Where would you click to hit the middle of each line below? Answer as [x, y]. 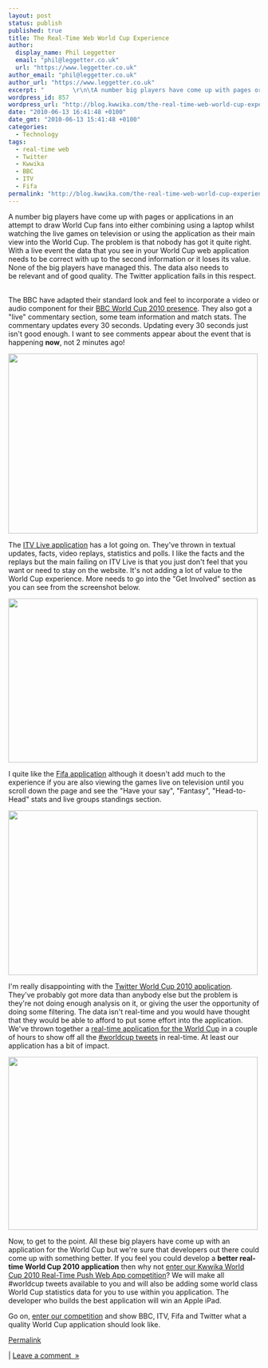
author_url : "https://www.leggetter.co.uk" [82, 82]
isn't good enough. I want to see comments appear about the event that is [130, 334]
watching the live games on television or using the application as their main [132, 233]
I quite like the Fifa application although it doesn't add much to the [117, 773]
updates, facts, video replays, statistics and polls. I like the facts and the [126, 553]
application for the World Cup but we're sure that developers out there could [134, 1249]
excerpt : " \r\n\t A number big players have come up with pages [130, 90]
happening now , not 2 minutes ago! [67, 342]
